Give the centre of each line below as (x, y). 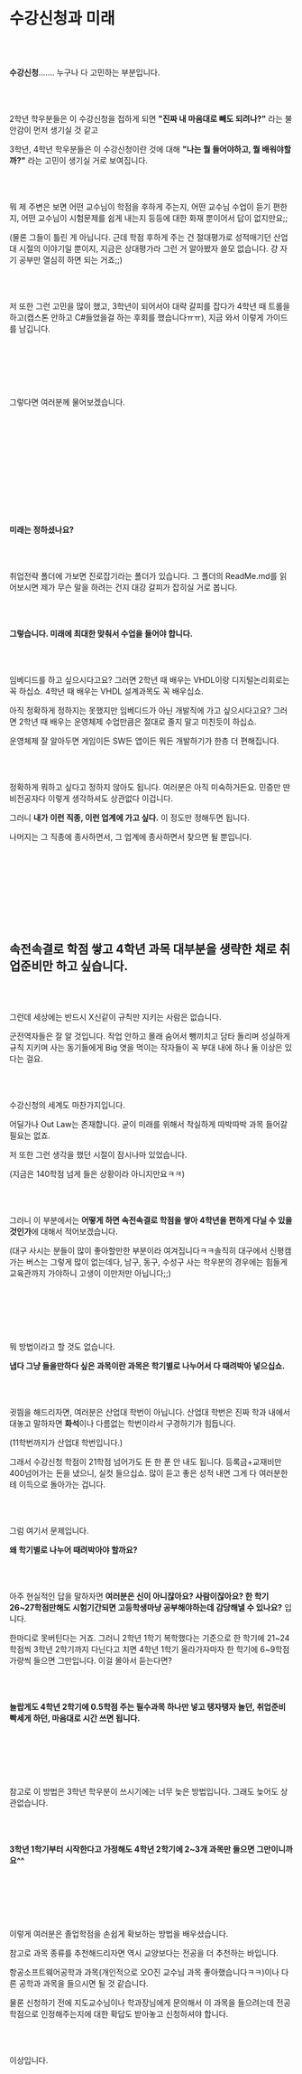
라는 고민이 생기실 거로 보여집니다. (88, 160)
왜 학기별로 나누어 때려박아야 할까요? (73, 1549)
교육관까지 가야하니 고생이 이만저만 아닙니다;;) (90, 1273)
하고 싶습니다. (92, 966)
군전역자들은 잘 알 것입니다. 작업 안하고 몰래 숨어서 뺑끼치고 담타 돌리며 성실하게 (150, 1036)
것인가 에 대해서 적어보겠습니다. (64, 1231)
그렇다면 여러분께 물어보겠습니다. (68, 402)
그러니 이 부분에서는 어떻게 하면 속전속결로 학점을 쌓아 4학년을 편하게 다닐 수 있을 (151, 1219)
